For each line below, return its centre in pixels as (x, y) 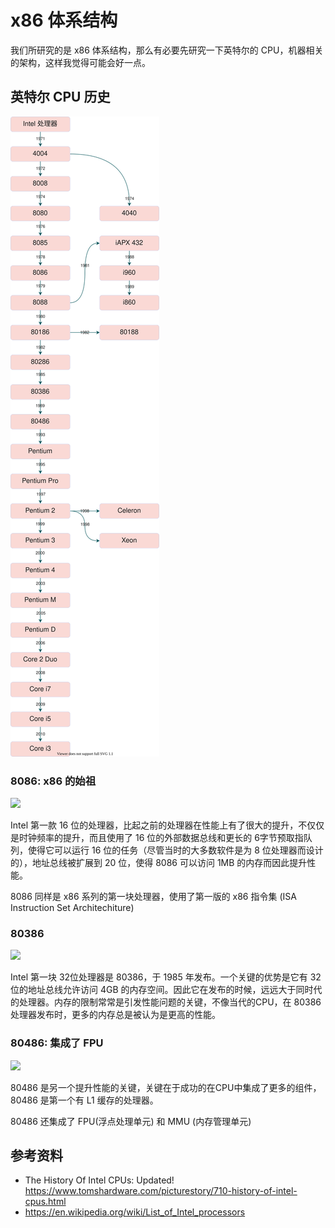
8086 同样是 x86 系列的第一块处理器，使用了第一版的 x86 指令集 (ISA (153, 897)
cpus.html (45, 1202)
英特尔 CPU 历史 (60, 97)
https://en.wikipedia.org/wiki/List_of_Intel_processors (135, 1212)
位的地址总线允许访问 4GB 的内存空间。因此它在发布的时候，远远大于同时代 (166, 990)
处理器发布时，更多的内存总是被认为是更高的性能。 (115, 1015)
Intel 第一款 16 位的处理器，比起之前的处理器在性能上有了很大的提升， (154, 825)
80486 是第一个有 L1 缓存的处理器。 (84, 1100)
